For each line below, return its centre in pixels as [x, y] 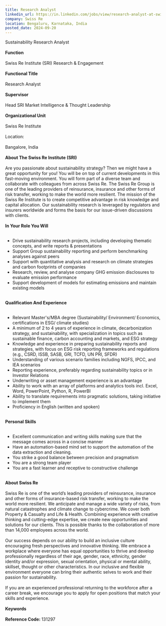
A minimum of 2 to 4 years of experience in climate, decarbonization [82, 328]
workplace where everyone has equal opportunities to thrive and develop [80, 551]
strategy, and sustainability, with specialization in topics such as [77, 334]
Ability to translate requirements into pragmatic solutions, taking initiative [86, 396]
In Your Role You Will [27, 226]
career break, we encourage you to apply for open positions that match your [83, 593]
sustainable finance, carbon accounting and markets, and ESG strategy [85, 338]
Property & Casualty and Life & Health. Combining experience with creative [82, 514]
